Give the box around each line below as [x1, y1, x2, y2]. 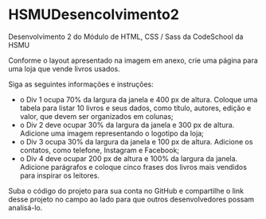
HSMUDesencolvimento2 [8, 6, 179, 24]
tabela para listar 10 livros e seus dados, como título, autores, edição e [19, 103, 252, 113]
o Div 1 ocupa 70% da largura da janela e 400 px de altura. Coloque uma [19, 94, 258, 104]
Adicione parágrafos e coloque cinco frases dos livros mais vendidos [19, 162, 247, 171]
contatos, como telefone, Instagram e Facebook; [19, 145, 180, 155]
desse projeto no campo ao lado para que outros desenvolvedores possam [8, 194, 255, 204]
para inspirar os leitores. [19, 171, 100, 180]
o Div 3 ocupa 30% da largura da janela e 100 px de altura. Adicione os [19, 136, 253, 146]
